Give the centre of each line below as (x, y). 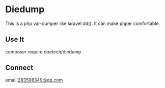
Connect (19, 68)
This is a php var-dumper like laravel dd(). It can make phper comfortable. (83, 23)
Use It (15, 39)
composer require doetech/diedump (43, 51)
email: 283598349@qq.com (34, 80)
